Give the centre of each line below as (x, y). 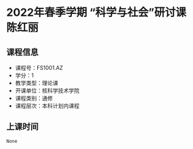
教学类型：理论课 (37, 83)
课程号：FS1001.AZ (39, 68)
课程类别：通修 (34, 98)
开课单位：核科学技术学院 (47, 91)
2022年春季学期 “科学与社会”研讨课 (96, 12)
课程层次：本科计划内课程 (47, 106)
